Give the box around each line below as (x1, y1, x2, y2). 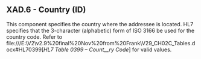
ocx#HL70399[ (6, 46, 44, 53)
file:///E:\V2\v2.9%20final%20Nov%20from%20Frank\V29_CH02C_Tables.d (6, 39, 196, 46)
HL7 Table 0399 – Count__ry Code (43, 46, 129, 53)
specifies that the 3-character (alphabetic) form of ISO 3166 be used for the (6, 27, 195, 34)
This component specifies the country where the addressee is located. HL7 (6, 20, 194, 27)
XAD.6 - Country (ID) (6, 5, 86, 15)
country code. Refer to (6, 33, 62, 41)
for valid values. (132, 46, 172, 53)
